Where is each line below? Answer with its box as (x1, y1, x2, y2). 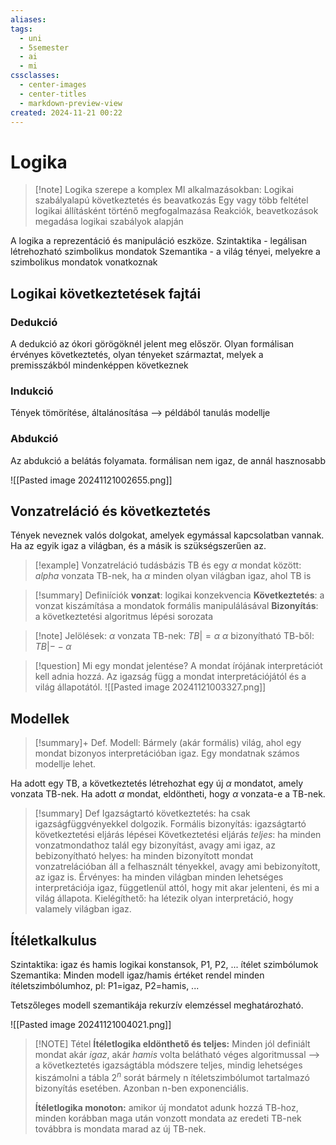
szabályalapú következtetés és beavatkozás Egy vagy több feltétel (34, 194, 309, 206)
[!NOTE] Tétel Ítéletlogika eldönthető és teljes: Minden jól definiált (34, 1038, 311, 1050)
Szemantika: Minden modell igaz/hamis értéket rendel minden (10, 969, 265, 981)
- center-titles (19, 89, 87, 99)
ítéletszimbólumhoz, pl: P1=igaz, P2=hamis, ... (10, 980, 200, 992)
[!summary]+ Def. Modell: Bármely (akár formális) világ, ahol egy (34, 737, 302, 749)
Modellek (10, 710, 70, 727)
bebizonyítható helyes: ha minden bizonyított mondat (34, 850, 254, 862)
